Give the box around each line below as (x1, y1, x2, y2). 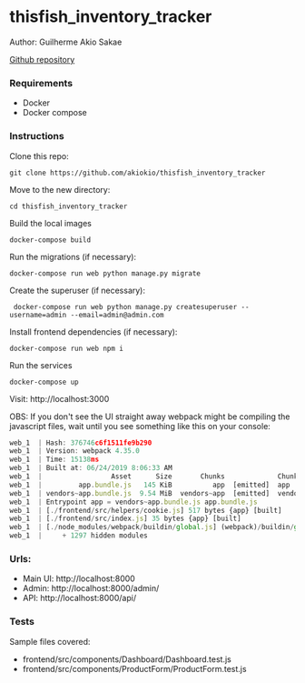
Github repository (9, 54, 75, 65)
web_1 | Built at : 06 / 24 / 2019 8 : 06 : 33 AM (9, 464, 172, 473)
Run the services (9, 359, 73, 370)
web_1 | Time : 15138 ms (9, 455, 100, 465)
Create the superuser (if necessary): (9, 285, 145, 296)
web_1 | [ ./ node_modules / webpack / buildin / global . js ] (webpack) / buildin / (9, 523, 295, 532)
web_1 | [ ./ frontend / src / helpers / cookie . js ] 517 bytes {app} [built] (9, 506, 282, 515)
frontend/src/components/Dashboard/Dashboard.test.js (22, 653, 231, 665)
